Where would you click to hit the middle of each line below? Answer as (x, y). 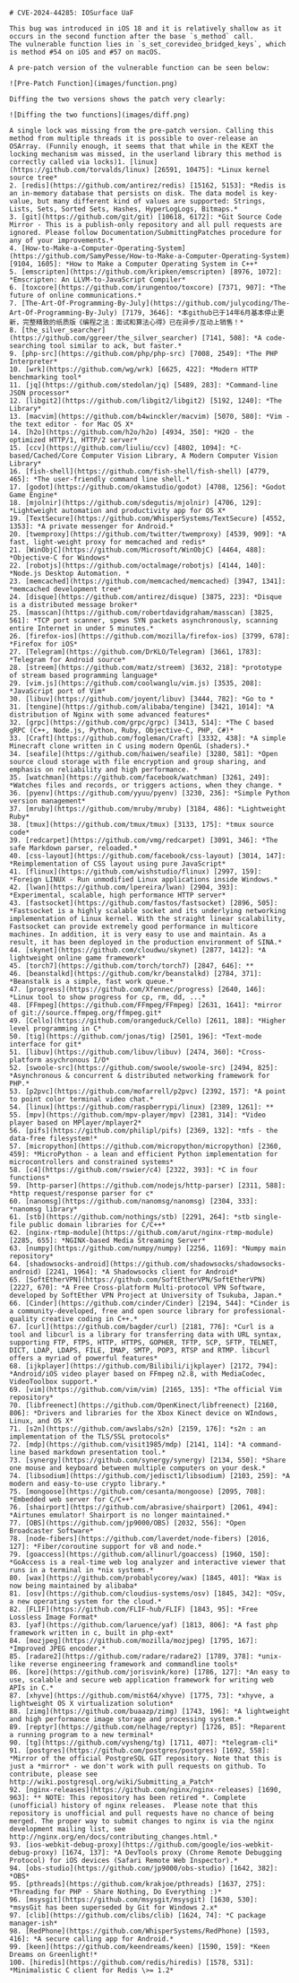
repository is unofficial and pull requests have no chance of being (142, 1813)
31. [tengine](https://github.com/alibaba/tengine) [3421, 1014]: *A (142, 707)
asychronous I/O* (77, 1060)
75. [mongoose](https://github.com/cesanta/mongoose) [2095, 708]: (138, 1492)
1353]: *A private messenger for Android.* (92, 526)
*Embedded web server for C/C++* (72, 1500)
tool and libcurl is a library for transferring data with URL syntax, (145, 1335)
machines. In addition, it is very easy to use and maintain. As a (138, 935)
